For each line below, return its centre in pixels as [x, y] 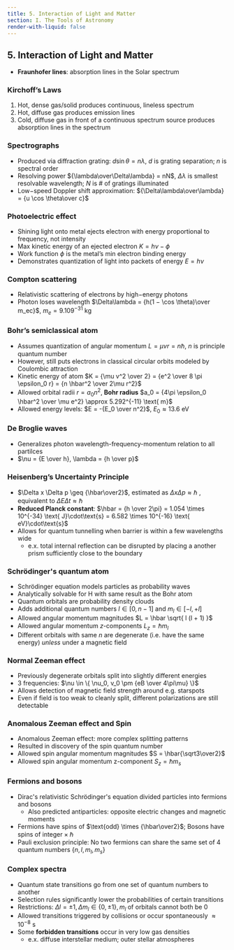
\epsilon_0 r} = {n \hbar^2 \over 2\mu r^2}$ [79, 384]
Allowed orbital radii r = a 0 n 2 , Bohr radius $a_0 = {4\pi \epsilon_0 [112, 392]
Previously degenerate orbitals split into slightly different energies [112, 676]
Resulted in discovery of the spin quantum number [90, 746]
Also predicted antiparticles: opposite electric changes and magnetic [127, 811]
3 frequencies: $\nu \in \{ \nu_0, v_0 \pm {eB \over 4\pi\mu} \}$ [108, 683]
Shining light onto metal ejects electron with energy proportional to [113, 232]
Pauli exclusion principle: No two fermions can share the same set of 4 [119, 842]
